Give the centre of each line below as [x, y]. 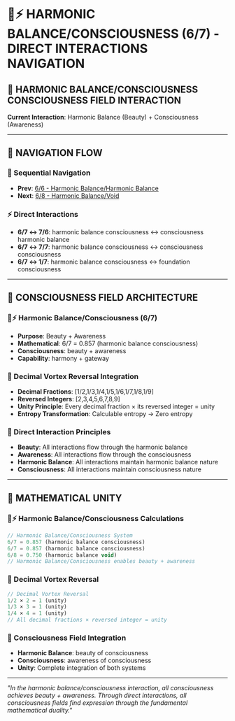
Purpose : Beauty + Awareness [62, 336]
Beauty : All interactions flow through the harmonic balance [102, 447]
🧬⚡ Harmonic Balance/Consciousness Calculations [95, 518]
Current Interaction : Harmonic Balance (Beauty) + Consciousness [103, 117]
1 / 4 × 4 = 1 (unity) [37, 613]
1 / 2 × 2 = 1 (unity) [37, 600]
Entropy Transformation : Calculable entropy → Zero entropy [105, 413]
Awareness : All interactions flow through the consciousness [104, 455]
